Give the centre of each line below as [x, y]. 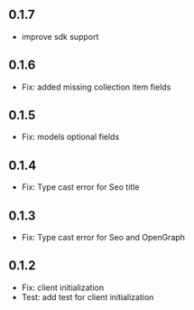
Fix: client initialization [63, 287]
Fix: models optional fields [70, 137]
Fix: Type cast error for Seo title [80, 187]
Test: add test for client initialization [88, 296]
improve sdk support [60, 36]
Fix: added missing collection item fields [96, 87]
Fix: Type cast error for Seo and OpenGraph [103, 238]
